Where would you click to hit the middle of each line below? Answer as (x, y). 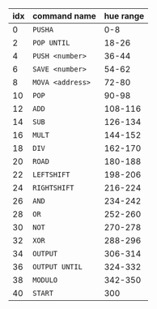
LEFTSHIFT (51, 175)
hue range (124, 16)
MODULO (45, 280)
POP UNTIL (51, 43)
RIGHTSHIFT (53, 188)
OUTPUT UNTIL (57, 267)
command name (64, 16)
